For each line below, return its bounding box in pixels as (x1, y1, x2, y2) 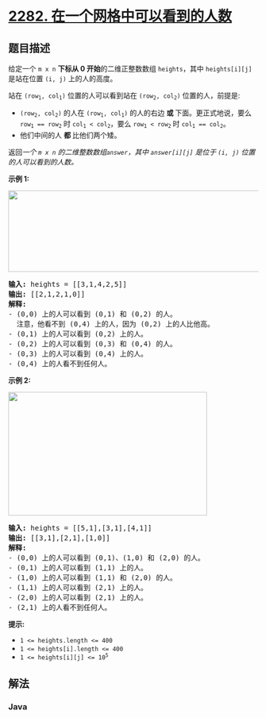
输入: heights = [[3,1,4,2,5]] (8, 280, 127, 288)
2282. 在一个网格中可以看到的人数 (8, 7, 233, 25)
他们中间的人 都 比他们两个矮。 (19, 130, 121, 140)
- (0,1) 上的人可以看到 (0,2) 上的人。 (8, 329, 148, 338)
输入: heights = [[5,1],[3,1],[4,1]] (8, 523, 152, 532)
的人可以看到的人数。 (8, 156, 78, 167)
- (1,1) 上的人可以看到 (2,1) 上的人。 (8, 583, 148, 592)
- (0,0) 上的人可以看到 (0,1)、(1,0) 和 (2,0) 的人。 (8, 553, 205, 562)
